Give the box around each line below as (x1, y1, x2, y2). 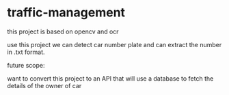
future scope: (7, 61, 46, 69)
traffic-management (7, 5, 125, 21)
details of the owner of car (7, 81, 82, 90)
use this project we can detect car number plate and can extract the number (7, 40, 222, 49)
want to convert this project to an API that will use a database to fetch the (7, 74, 214, 83)
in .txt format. (7, 48, 46, 56)
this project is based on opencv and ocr (7, 27, 119, 36)
